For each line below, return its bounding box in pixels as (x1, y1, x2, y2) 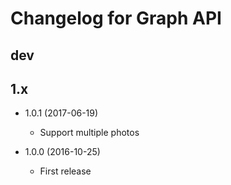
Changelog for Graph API (10, 7, 222, 30)
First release (39, 165, 92, 177)
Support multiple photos (39, 127, 140, 139)
